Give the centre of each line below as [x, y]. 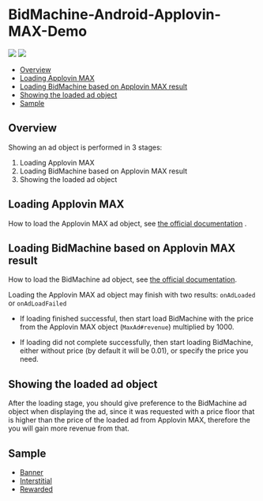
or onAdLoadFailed [38, 303]
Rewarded [36, 489]
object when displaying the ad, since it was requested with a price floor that [131, 412]
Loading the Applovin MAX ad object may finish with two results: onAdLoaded [132, 295]
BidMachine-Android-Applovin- [115, 15]
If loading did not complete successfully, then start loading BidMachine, [136, 343]
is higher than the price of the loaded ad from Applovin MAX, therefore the [129, 420]
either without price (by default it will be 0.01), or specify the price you [134, 351]
